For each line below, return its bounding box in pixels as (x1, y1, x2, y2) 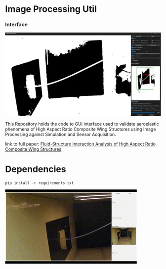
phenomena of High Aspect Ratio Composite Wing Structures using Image (5, 126, 156, 132)
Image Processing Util (5, 3, 97, 15)
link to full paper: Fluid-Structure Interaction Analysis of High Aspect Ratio (5, 141, 156, 147)
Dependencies (5, 164, 66, 175)
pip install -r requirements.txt (5, 180, 74, 186)
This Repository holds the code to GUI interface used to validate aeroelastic (5, 121, 159, 127)
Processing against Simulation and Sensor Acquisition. (5, 132, 116, 137)
